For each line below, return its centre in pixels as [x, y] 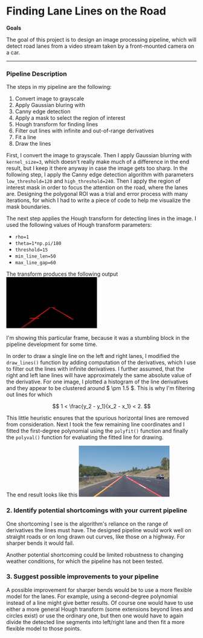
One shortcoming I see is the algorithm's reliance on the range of [87, 524]
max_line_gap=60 [35, 263]
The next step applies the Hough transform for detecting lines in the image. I [101, 218]
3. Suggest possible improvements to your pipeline [82, 577]
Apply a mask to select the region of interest [70, 118]
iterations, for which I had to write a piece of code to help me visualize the [98, 200]
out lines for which [29, 395]
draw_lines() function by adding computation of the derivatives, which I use [101, 363]
